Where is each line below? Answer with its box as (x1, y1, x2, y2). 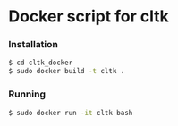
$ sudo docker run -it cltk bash (8, 108, 133, 117)
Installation (8, 38, 59, 51)
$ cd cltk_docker (8, 58, 73, 68)
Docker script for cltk (8, 6, 169, 27)
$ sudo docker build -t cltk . (8, 67, 125, 76)
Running (8, 88, 47, 100)
